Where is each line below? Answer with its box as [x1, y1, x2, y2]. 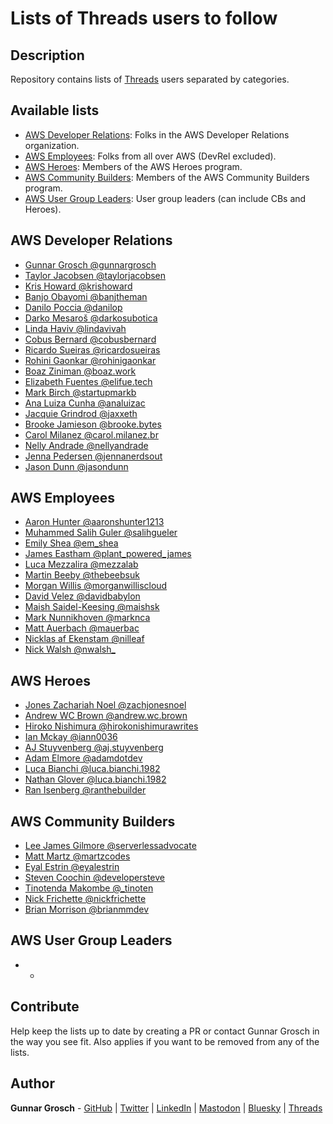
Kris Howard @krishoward [24, 280, 133, 292]
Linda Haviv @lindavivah [24, 322, 127, 334]
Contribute [10, 998, 80, 1016]
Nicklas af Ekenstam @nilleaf [24, 633, 145, 645]
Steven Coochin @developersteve [24, 872, 165, 884]
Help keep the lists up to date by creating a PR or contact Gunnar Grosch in [10, 1025, 320, 1037]
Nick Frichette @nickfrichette [24, 893, 147, 905]
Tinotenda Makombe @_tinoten [24, 882, 154, 894]
